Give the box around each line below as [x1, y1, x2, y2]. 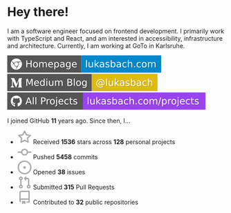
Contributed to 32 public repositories [33, 198, 138, 206]
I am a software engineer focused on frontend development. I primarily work [7, 27, 225, 35]
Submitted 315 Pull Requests [33, 183, 115, 191]
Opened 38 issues [33, 168, 86, 176]
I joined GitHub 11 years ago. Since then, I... [7, 116, 131, 125]
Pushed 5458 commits [33, 152, 98, 161]
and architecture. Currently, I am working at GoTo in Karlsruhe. [7, 41, 185, 50]
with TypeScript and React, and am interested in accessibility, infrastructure [7, 34, 223, 42]
